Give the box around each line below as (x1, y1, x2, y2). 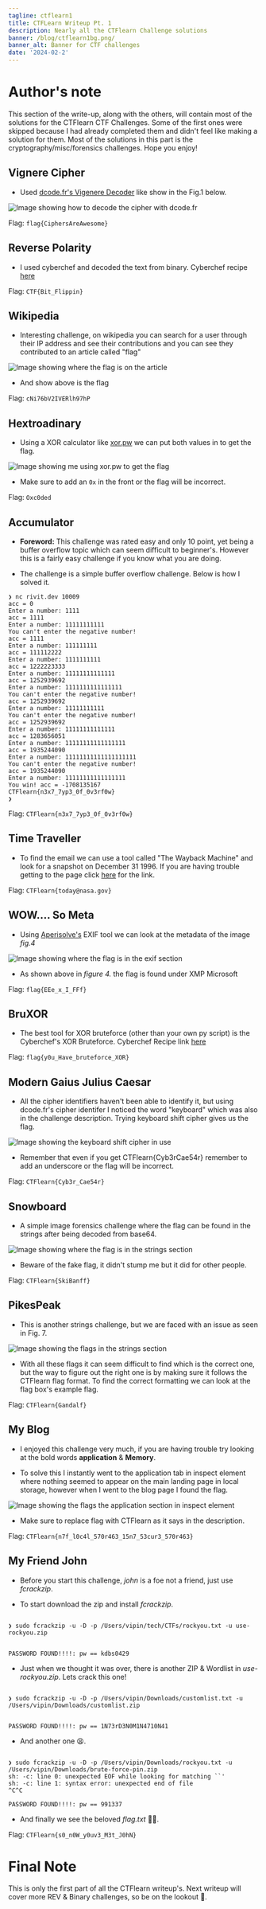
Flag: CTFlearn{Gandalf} (8, 1400, 87, 1409)
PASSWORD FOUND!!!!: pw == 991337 (8, 1800, 123, 1808)
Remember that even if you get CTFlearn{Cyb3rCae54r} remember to (19, 1153, 248, 1162)
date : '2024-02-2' (8, 49, 69, 57)
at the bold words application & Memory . (19, 1452, 156, 1462)
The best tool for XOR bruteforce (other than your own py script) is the (19, 1029, 250, 1038)
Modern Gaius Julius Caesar (8, 1076, 152, 1089)
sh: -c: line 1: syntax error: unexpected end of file (8, 1779, 194, 1787)
